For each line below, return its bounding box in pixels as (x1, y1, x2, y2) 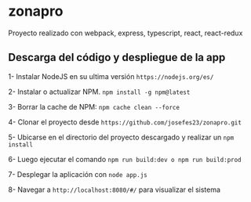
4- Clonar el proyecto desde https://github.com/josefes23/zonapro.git (8, 117, 242, 127)
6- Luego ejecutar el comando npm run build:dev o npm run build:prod (8, 154, 242, 164)
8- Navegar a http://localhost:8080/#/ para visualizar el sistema (8, 185, 221, 194)
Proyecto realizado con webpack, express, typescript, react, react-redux (8, 28, 243, 38)
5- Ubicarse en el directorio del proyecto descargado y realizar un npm (8, 132, 235, 142)
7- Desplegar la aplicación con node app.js (8, 169, 147, 179)
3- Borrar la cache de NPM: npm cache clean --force (8, 102, 180, 111)
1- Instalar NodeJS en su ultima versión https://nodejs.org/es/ (8, 71, 214, 81)
